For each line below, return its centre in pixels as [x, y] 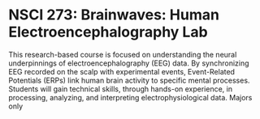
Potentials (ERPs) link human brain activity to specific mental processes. [129, 80]
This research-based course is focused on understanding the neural [123, 54]
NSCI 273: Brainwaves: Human [114, 15]
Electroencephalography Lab [108, 32]
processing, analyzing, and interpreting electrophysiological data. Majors [130, 97]
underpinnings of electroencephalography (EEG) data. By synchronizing [129, 63]
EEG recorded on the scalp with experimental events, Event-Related [122, 71]
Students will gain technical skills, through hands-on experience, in [121, 89]
